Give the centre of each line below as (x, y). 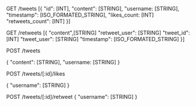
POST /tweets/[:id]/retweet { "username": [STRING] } (72, 97)
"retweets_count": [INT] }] (38, 21)
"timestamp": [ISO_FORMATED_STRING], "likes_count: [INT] (80, 15)
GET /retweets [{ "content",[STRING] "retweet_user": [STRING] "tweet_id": (98, 33)
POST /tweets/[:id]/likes (36, 74)
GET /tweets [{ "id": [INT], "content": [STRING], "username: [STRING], (93, 9)
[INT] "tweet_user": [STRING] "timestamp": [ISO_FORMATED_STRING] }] (95, 39)
